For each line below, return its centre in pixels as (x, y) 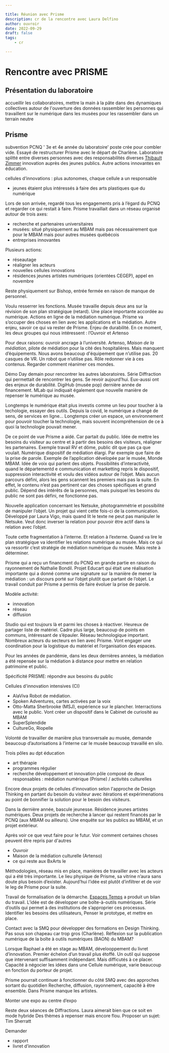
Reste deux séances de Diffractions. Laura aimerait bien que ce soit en (79, 1010)
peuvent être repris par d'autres (38, 841)
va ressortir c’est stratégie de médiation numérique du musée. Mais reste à (83, 547)
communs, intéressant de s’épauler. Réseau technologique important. (77, 635)
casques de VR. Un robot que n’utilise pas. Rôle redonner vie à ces (74, 359)
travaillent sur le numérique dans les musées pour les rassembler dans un (82, 113)
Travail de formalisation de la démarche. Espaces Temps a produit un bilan (83, 897)
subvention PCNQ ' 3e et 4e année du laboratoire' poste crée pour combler (83, 147)
